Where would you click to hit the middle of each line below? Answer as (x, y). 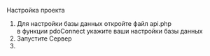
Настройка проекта (36, 10)
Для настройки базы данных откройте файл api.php (94, 23)
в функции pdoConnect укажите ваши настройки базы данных (110, 31)
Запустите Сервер (44, 38)
